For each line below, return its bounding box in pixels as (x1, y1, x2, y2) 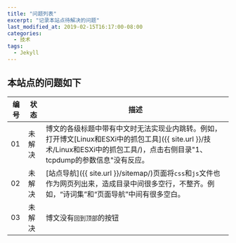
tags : (7, 43, 23, 50)
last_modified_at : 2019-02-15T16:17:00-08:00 (7, 23, 143, 30)
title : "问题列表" (7, 10, 58, 18)
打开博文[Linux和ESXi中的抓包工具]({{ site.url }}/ (45, 134, 204, 144)
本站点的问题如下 (7, 77, 81, 89)
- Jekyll (13, 50, 39, 57)
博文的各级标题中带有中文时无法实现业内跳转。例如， (45, 123, 222, 133)
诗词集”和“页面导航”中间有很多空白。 (63, 189, 185, 199)
